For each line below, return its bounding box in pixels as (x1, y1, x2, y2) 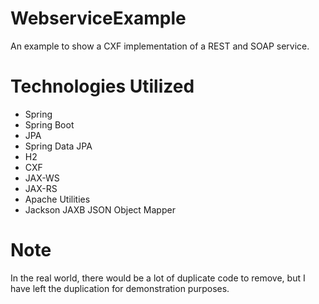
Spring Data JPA (24, 140, 93, 152)
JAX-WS (24, 172, 60, 184)
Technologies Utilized (10, 75, 195, 98)
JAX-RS (24, 182, 58, 194)
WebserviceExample (10, 7, 187, 30)
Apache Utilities (24, 193, 91, 205)
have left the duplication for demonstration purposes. (10, 282, 230, 294)
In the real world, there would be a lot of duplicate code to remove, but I (10, 272, 306, 284)
